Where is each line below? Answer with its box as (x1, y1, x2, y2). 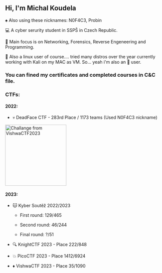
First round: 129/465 (19, 212, 62, 218)
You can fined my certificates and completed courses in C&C (5, 71, 156, 78)
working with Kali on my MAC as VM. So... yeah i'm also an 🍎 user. (5, 59, 142, 65)
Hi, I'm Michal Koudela (5, 4, 76, 12)
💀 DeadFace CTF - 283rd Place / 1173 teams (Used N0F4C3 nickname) (12, 114, 158, 120)
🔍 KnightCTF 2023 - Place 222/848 (12, 242, 87, 248)
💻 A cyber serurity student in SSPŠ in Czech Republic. (5, 27, 118, 33)
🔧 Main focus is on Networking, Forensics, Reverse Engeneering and (5, 38, 146, 44)
